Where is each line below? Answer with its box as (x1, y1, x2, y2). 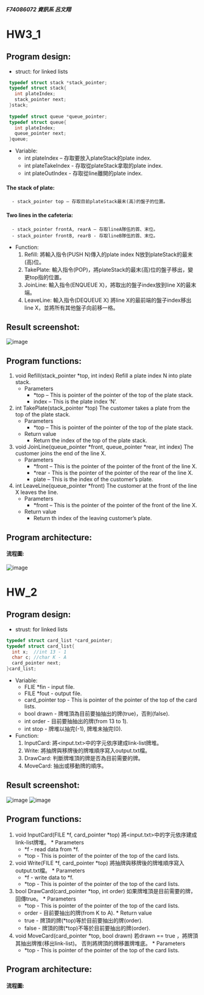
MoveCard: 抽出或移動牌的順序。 (24, 762, 107, 769)
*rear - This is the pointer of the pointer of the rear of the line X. (33, 469, 194, 477)
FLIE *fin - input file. (24, 683, 75, 691)
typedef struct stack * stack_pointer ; (9, 79, 108, 85)
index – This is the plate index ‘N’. (33, 398, 118, 405)
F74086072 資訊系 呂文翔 (6, 5, 71, 13)
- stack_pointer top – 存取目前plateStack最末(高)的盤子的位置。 (12, 199, 169, 205)
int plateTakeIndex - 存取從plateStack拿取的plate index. (24, 162, 163, 169)
